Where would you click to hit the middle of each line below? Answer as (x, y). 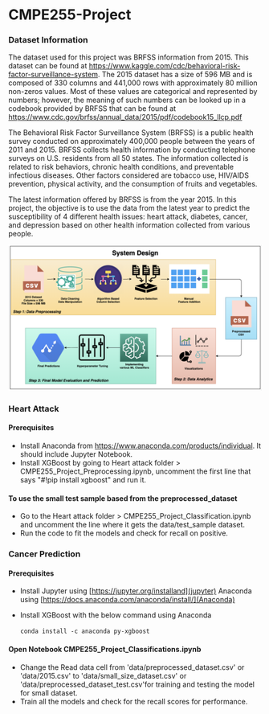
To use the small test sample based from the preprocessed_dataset (123, 498)
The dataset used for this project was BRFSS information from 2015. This (128, 57)
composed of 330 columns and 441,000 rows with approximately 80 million (133, 83)
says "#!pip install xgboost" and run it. (83, 480)
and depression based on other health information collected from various (129, 225)
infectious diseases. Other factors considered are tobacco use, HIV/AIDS (128, 175)
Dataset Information (48, 40)
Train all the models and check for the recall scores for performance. (134, 701)
